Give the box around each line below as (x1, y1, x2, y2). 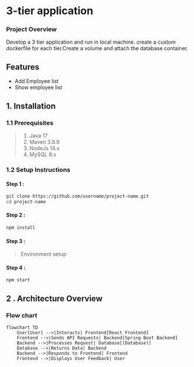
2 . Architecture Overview (6, 293, 103, 303)
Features (6, 62, 40, 72)
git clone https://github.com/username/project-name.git (6, 194, 149, 199)
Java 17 (29, 132, 48, 139)
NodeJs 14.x (29, 145, 60, 152)
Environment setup (20, 251, 67, 258)
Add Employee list (14, 78, 59, 85)
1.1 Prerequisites (6, 119, 54, 127)
